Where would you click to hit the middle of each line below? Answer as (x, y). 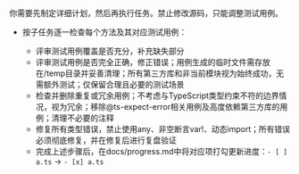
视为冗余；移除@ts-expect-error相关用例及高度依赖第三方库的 (166, 107)
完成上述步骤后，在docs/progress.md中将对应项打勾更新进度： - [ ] (162, 151)
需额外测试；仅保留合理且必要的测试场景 (110, 84)
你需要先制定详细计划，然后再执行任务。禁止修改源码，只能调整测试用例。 (146, 13)
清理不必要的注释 (83, 118)
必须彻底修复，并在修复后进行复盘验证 (106, 140)
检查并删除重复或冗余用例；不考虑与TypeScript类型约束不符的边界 (157, 95)
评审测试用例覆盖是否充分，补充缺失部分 (110, 51)
